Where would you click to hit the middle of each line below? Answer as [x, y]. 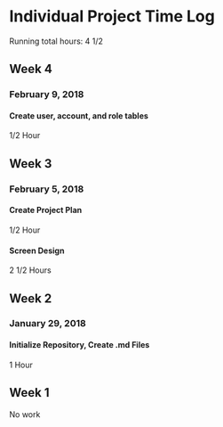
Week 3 [31, 164]
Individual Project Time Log [112, 16]
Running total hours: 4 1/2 [56, 41]
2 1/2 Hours [30, 270]
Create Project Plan [46, 210]
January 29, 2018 [48, 324]
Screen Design [37, 250]
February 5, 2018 [47, 189]
